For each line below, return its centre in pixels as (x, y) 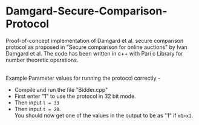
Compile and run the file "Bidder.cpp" (61, 89)
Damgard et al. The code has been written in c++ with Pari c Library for (94, 53)
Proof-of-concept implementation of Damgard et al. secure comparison (95, 40)
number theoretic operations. (42, 60)
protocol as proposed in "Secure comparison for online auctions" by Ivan (97, 47)
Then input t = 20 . (38, 109)
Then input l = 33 (37, 102)
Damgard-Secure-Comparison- (86, 11)
